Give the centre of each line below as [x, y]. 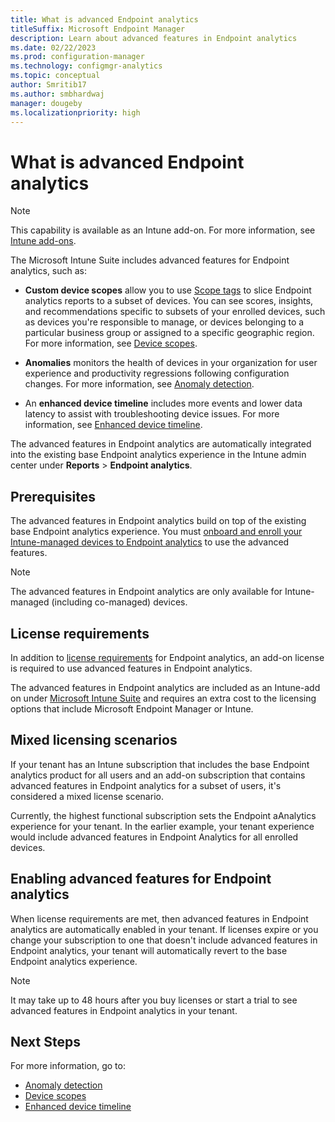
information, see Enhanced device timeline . [113, 425]
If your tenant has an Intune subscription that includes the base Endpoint [160, 764]
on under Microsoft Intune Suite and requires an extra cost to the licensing [163, 698]
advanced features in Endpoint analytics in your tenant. [124, 1010]
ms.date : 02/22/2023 [53, 47]
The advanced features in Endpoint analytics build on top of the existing [158, 521]
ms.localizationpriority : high [75, 112]
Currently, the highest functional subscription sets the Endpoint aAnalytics [163, 815]
